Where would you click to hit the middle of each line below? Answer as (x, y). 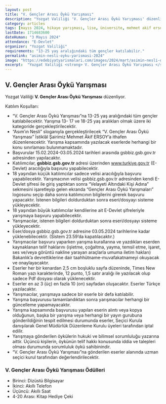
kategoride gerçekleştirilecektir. (44, 126)
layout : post (19, 10)
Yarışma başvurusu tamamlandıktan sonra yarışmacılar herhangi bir (81, 299)
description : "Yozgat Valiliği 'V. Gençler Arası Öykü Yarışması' (75, 19)
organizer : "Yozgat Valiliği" (36, 46)
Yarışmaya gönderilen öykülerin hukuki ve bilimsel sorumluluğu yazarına (86, 336)
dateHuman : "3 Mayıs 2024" (33, 38)
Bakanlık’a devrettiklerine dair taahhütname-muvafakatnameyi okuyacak (86, 257)
